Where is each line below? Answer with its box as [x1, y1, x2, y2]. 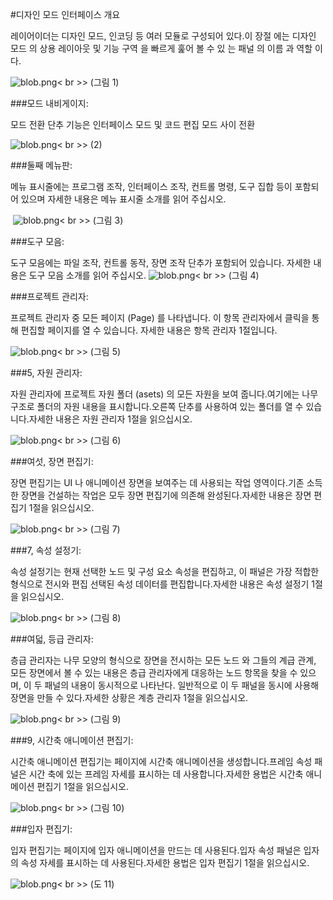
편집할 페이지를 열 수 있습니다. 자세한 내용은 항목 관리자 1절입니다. [20, 324, 278, 336]
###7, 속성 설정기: [10, 544, 82, 556]
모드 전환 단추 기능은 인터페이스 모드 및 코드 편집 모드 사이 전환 [10, 119, 256, 130]
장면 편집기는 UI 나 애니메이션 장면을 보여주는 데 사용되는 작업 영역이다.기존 [10, 477, 305, 488]
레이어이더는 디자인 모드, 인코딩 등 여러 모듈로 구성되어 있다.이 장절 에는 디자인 [10, 30, 317, 42]
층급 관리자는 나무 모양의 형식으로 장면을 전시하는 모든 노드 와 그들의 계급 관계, [10, 654, 317, 666]
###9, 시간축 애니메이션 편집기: [10, 734, 134, 746]
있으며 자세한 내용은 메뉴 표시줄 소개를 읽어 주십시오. [20, 193, 227, 205]
